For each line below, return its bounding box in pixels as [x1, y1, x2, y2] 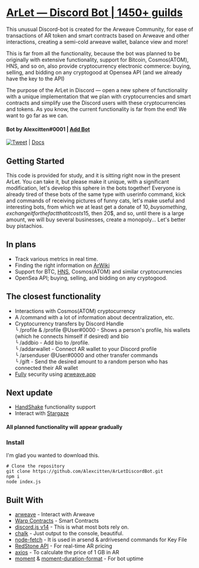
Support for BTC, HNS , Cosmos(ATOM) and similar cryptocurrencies [14, 268, 182, 275]
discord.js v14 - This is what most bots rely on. [14, 523, 129, 531]
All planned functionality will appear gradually [6, 423, 123, 431]
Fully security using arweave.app [14, 371, 96, 378]
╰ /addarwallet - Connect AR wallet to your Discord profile [14, 345, 157, 352]
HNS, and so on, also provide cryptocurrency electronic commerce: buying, [6, 62, 191, 70]
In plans [6, 240, 36, 250]
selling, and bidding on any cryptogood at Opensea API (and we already [6, 68, 182, 76]
